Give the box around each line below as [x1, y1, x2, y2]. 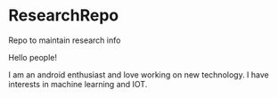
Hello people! [8, 52, 57, 62]
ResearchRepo [8, 5, 119, 26]
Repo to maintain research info [8, 35, 121, 45]
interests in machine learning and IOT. [8, 78, 148, 89]
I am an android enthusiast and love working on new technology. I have [8, 69, 269, 80]
